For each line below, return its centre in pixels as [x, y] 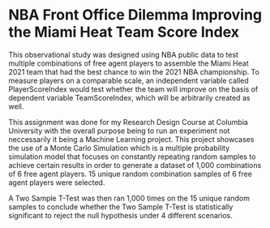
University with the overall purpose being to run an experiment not [119, 131]
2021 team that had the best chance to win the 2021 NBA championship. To [134, 71]
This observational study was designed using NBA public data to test [124, 54]
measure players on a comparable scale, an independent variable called [129, 80]
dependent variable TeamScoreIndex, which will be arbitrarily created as [129, 97]
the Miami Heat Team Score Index [124, 32]
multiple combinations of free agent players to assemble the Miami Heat [129, 63]
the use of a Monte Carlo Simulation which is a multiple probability [119, 148]
